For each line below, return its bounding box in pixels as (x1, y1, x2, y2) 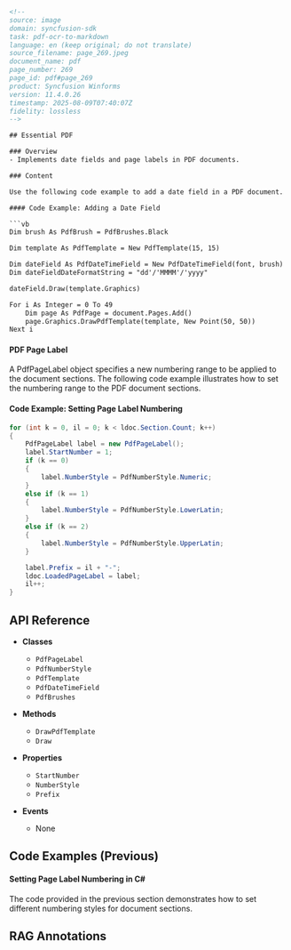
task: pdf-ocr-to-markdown (9, 32, 109, 41)
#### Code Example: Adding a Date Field (9, 204, 161, 213)
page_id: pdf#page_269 (9, 74, 93, 83)
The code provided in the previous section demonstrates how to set (9, 893, 257, 904)
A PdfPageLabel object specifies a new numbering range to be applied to (9, 364, 277, 374)
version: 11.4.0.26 (9, 90, 82, 99)
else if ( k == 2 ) (25, 522, 90, 532)
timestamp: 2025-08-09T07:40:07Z (9, 98, 133, 108)
